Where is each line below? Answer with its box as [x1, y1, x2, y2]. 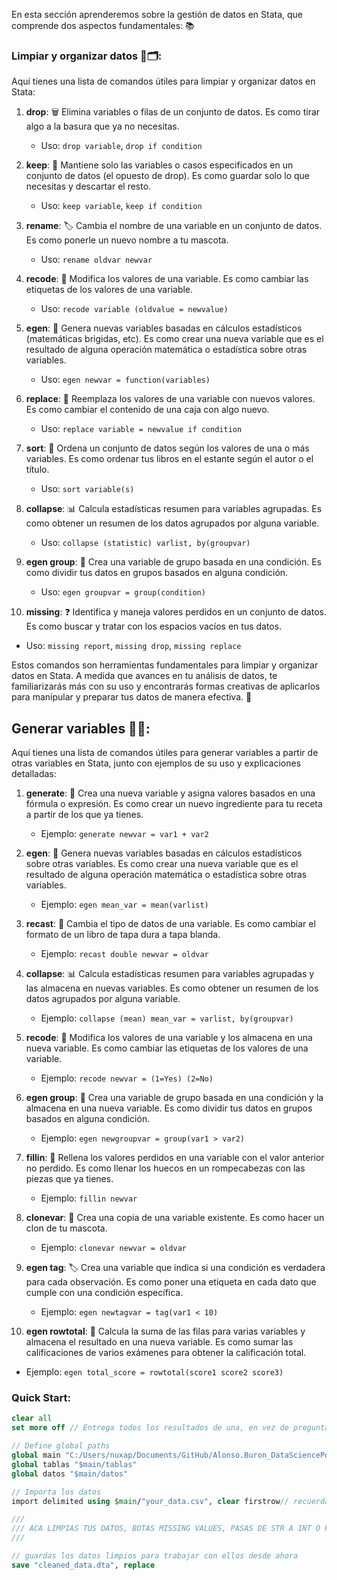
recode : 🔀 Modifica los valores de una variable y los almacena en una [25, 1032, 313, 1044]
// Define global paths [11, 1441, 111, 1451]
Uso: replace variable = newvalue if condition [40, 423, 243, 435]
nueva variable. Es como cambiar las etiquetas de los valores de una [25, 1042, 309, 1054]
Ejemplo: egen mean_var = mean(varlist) [40, 899, 209, 911]
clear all [11, 1414, 53, 1424]
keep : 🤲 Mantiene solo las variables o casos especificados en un [25, 159, 294, 171]
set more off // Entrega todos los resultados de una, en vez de [11, 1423, 289, 1433]
